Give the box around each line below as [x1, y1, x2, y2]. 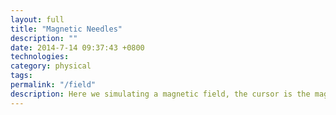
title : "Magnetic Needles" [10, 24, 123, 34]
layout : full [10, 14, 65, 25]
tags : [10, 71, 33, 81]
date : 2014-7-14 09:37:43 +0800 [10, 42, 145, 53]
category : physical [10, 61, 92, 71]
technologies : [10, 52, 70, 62]
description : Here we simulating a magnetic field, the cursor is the [10, 89, 311, 99]
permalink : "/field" [10, 80, 97, 90]
